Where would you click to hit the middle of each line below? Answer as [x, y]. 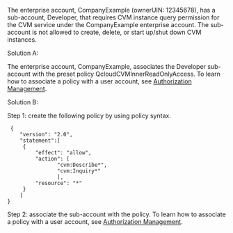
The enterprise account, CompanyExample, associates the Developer [107, 66]
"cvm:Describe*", [82, 165]
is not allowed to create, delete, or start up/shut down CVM [117, 32]
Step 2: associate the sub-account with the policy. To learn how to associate [116, 214]
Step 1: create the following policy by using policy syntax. [89, 115]
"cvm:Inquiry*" [79, 171]
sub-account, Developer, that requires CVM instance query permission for [113, 17]
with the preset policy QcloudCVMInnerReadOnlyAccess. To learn [126, 74]
